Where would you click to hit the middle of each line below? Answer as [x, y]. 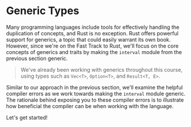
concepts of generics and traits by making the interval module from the [94, 52]
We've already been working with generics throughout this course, [101, 69]
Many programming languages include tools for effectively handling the [93, 27]
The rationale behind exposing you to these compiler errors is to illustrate [95, 100]
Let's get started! [27, 117]
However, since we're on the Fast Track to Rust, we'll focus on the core [92, 46]
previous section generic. [37, 58]
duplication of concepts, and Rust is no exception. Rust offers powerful [92, 33]
